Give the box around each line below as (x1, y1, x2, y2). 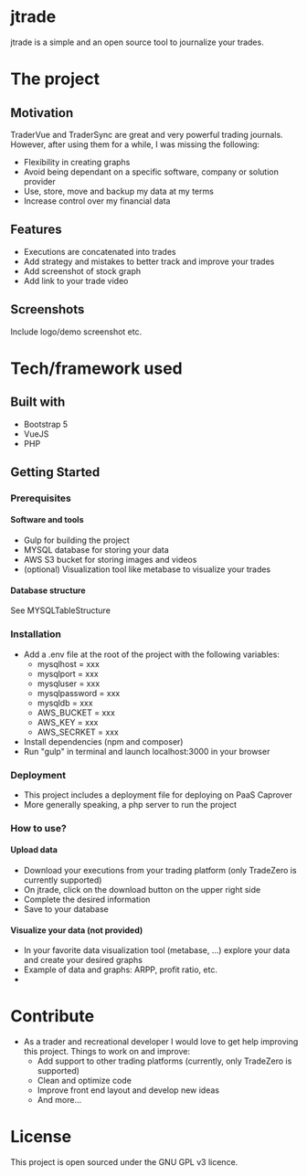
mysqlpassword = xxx (37, 687, 121, 698)
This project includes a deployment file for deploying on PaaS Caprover (23, 789, 293, 800)
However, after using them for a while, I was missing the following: (10, 139, 259, 150)
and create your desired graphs (23, 955, 143, 966)
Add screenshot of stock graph (23, 265, 142, 276)
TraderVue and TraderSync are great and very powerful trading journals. (10, 129, 283, 140)
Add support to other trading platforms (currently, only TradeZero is (37, 1055, 292, 1066)
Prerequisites (10, 492, 71, 504)
